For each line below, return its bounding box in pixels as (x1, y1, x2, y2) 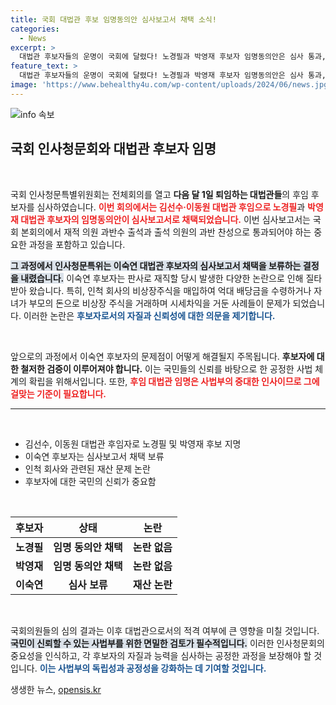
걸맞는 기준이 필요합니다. (10, 387, 107, 400)
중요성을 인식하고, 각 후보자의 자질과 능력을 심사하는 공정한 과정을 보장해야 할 (10, 649, 312, 661)
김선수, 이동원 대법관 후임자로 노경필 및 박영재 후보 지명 (24, 437, 242, 450)
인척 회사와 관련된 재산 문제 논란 (24, 462, 151, 475)
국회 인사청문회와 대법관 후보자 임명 (10, 141, 217, 158)
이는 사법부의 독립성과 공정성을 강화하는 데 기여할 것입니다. (39, 662, 267, 674)
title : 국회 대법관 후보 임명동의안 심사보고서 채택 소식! (10, 14, 217, 25)
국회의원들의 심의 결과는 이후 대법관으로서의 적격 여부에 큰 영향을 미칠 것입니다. (10, 624, 320, 636)
